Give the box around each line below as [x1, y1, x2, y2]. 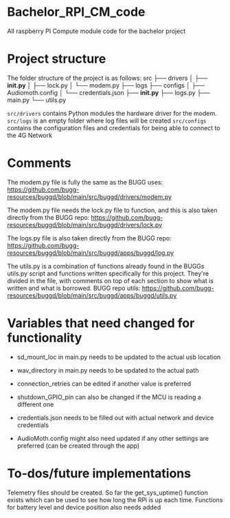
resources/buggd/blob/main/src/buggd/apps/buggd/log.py [7, 249, 174, 257]
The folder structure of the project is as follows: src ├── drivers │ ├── [7, 74, 208, 82]
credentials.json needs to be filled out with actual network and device [16, 413, 214, 422]
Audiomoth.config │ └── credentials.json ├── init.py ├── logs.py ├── [7, 88, 211, 96]
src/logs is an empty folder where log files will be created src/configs [7, 116, 207, 125]
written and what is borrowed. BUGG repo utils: [7, 284, 141, 292]
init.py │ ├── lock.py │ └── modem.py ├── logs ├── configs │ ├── [7, 81, 205, 90]
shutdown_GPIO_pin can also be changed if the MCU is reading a [16, 393, 201, 401]
